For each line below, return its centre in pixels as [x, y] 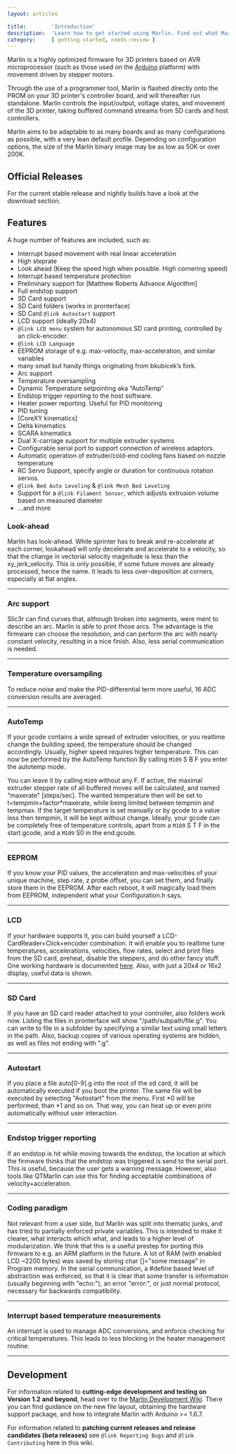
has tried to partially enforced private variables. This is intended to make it [115, 1231]
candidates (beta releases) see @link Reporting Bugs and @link [101, 1435]
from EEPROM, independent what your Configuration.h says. [95, 896]
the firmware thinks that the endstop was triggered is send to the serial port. [118, 1161]
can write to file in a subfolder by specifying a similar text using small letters [117, 1028]
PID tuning [32, 410]
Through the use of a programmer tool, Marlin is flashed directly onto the [113, 88]
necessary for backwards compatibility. [64, 1291]
